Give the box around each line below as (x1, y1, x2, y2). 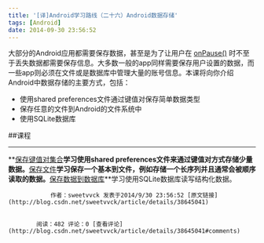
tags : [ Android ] (8, 19, 61, 27)
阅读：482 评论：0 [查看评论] (36, 220, 123, 228)
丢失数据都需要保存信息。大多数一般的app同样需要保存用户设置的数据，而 (14, 58, 255, 67)
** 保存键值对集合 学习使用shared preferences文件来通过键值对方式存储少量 (8, 154, 253, 165)
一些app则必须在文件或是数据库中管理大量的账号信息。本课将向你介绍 (8, 68, 234, 78)
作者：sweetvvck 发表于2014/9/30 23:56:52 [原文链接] (49, 191, 218, 200)
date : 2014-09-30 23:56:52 (8, 26, 97, 34)
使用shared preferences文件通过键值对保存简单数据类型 (19, 95, 200, 104)
